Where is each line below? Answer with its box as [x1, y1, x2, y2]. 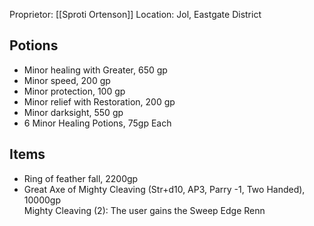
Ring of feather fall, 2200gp [23, 172, 139, 184]
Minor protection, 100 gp [23, 85, 126, 97]
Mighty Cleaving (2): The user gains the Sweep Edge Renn [23, 204, 266, 216]
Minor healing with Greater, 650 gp [23, 64, 168, 76]
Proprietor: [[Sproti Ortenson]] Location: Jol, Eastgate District [9, 9, 262, 20]
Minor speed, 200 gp [23, 74, 111, 86]
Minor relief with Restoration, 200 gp [23, 95, 176, 108]
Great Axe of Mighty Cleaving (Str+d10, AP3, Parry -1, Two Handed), [23, 183, 306, 195]
